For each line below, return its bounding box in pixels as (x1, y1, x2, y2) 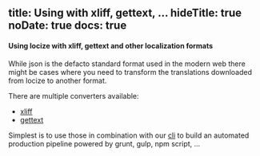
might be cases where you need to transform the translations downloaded (8, 67, 253, 76)
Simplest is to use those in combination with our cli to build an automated (8, 131, 250, 140)
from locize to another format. (8, 76, 107, 85)
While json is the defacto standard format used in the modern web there (8, 59, 246, 68)
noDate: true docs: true (8, 19, 127, 33)
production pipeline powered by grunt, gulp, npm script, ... (8, 138, 201, 148)
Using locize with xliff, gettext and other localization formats (8, 41, 214, 50)
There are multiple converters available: (8, 91, 139, 100)
